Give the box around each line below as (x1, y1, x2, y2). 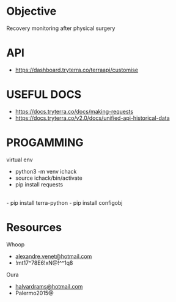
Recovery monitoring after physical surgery (6, 24, 116, 32)
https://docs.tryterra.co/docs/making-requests (15, 108, 133, 115)
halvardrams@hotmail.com (15, 282, 83, 290)
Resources (6, 220, 62, 234)
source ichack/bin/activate (15, 174, 82, 182)
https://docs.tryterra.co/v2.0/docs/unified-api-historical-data (15, 114, 170, 122)
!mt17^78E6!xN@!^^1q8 (15, 259, 73, 267)
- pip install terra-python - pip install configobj (6, 199, 123, 206)
